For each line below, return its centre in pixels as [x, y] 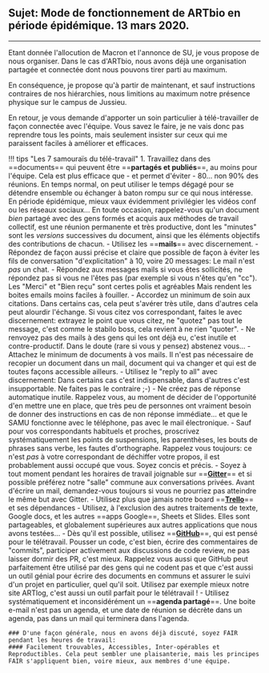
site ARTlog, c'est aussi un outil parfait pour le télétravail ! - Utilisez [119, 593]
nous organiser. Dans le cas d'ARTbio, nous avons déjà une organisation [127, 61]
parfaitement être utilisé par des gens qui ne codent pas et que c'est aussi [131, 567]
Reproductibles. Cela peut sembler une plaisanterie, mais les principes [134, 654]
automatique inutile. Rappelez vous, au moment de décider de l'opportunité [132, 397]
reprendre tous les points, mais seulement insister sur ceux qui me [118, 135]
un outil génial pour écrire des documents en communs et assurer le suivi [129, 575]
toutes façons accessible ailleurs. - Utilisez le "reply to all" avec [113, 371]
